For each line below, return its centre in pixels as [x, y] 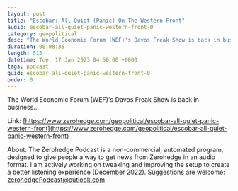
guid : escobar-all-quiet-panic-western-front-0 [79, 73]
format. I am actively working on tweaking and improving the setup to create [119, 165]
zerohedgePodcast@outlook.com [56, 180]
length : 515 [25, 54]
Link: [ [17, 121]
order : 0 [20, 80]
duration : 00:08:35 [36, 47]
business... [23, 108]
